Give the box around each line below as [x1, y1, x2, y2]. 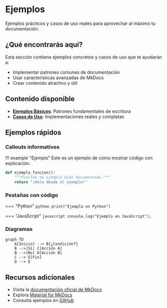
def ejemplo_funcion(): [5, 170, 56, 176]
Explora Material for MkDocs [12, 292, 73, 298]
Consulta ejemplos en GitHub [12, 297, 75, 303]
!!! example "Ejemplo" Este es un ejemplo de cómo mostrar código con [5, 155, 153, 161]
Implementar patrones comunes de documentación [12, 69, 120, 75]
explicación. [5, 160, 30, 166]
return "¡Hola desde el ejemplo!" [14, 180, 87, 185]
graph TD [5, 237, 24, 242]
